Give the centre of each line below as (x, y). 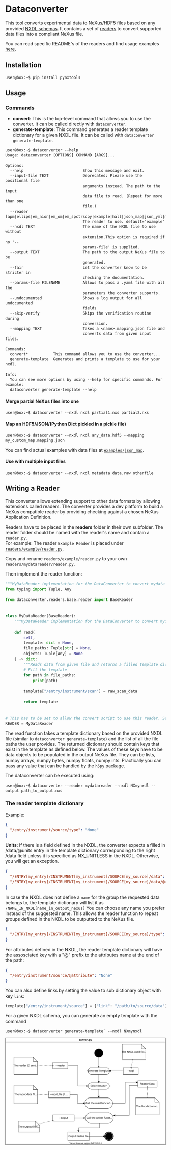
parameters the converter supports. (121, 293)
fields (90, 308)
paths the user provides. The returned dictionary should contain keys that (82, 744)
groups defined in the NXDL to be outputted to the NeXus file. (70, 919)
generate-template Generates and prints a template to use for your (85, 359)
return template (41, 702)
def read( (25, 632)
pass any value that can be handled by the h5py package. (65, 766)
